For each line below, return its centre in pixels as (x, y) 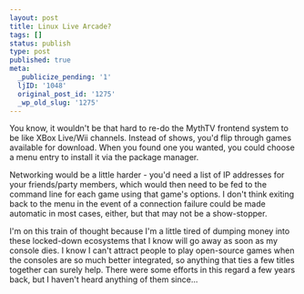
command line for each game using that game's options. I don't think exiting (152, 194)
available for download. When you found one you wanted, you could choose (152, 147)
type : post (30, 52)
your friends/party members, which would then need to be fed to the (138, 185)
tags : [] (26, 35)
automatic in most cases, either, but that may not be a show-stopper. (138, 214)
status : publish (40, 43)
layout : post (34, 18)
